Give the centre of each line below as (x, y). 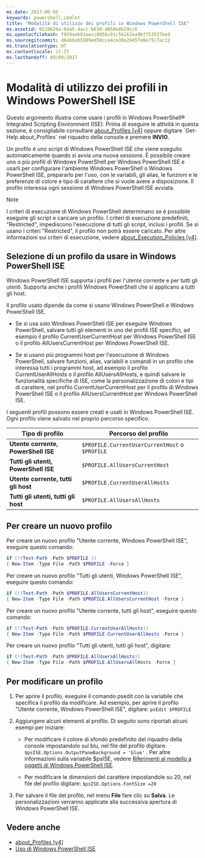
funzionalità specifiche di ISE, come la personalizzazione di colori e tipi (104, 381)
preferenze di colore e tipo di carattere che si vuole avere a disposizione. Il (100, 181)
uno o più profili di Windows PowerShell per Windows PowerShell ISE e (95, 162)
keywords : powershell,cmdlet (43, 18)
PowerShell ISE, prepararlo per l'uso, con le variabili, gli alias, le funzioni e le (102, 175)
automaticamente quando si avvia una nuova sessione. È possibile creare (98, 155)
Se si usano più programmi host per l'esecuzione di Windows (92, 355)
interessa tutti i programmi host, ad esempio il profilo (81, 368)
